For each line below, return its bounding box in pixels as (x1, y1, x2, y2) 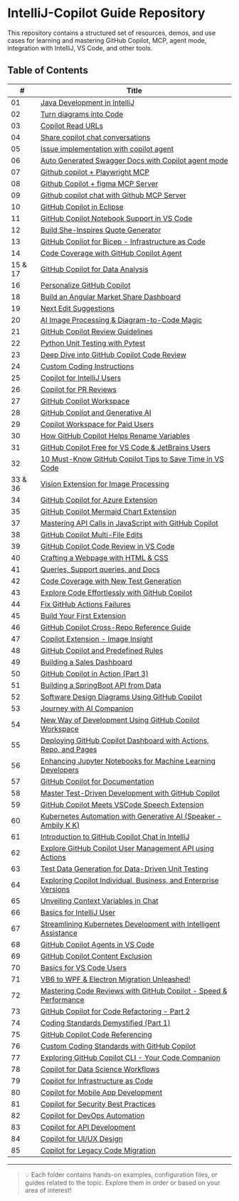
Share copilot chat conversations (40, 132, 151, 142)
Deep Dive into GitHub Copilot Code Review (40, 349, 187, 359)
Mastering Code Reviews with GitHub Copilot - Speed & (40, 986, 228, 996)
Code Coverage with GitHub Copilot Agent (40, 248, 182, 258)
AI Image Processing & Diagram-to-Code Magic (40, 315, 203, 325)
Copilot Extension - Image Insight (40, 634, 153, 644)
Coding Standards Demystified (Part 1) (40, 1018, 171, 1028)
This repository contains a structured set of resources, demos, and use (7, 29, 216, 37)
